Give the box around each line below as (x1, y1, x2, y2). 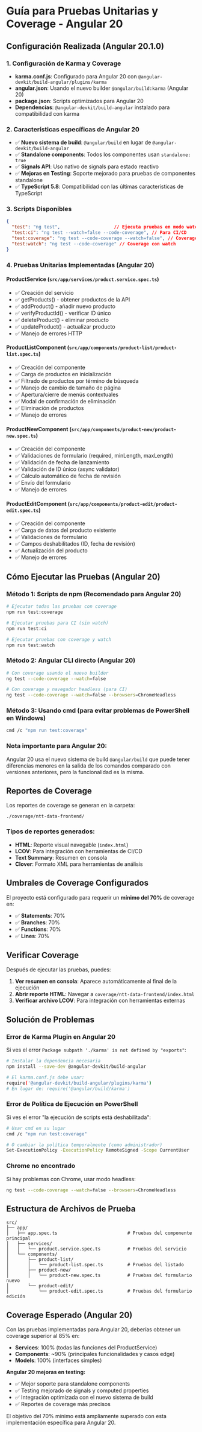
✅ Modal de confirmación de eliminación (14, 398, 116, 405)
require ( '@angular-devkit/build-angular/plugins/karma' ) (6, 1080, 152, 1086)
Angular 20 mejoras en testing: (6, 1369, 86, 1376)
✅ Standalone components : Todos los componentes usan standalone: (14, 151, 191, 158)
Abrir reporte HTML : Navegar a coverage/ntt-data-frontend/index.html (14, 991, 195, 998)
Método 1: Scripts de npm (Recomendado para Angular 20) (6, 590, 182, 598)
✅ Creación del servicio (14, 289, 74, 296)
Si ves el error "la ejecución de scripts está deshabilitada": (6, 1114, 151, 1121)
